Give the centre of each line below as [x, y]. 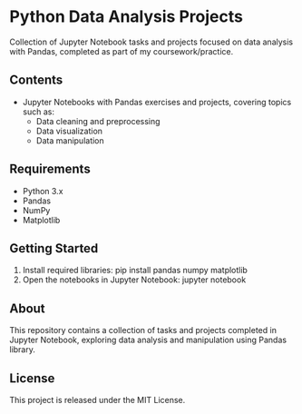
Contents [36, 80]
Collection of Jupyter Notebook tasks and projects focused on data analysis [151, 42]
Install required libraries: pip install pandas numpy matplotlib [135, 271]
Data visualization [69, 131]
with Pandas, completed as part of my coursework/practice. [122, 51]
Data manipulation [70, 140]
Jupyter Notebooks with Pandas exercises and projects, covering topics [157, 102]
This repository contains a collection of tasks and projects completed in [143, 330]
